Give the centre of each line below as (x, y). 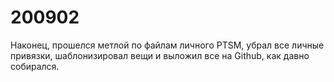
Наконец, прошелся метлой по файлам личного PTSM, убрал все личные (167, 45)
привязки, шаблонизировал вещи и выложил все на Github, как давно (160, 55)
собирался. (35, 66)
